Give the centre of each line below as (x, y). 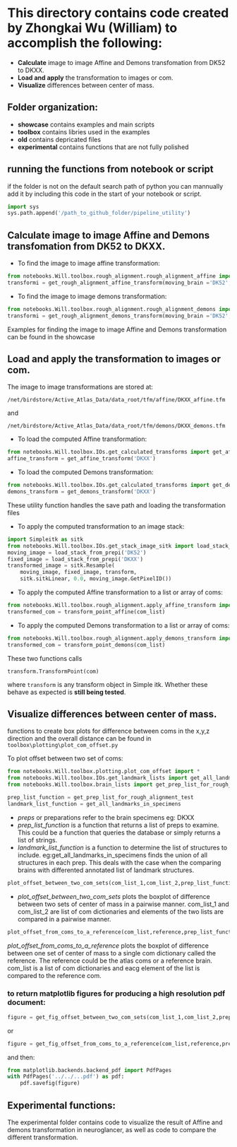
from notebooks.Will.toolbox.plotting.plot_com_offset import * (104, 772)
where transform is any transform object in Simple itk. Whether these (108, 684)
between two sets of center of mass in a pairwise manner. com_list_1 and (123, 904)
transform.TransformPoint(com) (53, 671)
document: (26, 1003)
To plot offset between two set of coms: (65, 758)
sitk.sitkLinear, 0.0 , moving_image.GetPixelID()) (96, 579)
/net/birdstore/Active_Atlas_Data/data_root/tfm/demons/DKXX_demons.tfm (116, 426)
